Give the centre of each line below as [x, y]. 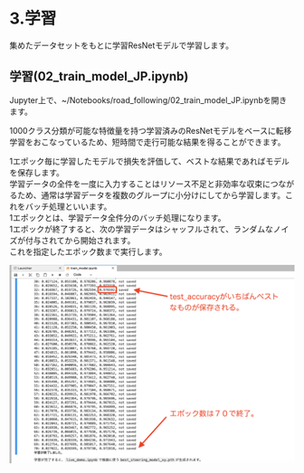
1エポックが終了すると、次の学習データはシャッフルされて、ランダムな [142, 229]
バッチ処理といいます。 [68, 206]
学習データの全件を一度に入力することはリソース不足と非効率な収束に [140, 184]
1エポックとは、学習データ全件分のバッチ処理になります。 [118, 217]
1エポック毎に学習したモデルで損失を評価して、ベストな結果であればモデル [149, 161]
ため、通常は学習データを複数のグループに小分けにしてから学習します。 [151, 194]
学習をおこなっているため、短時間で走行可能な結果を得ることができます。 [147, 142]
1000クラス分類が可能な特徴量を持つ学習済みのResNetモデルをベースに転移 [151, 130]
